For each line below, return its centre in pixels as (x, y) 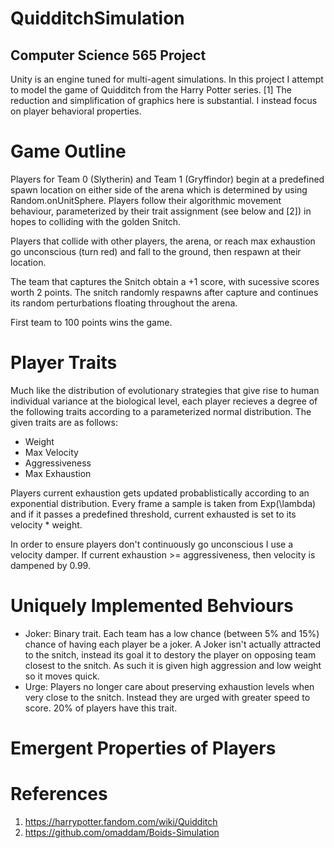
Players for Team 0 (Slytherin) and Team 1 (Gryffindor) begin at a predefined (167, 179)
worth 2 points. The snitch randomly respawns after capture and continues (164, 292)
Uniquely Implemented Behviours (152, 606)
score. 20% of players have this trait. (101, 708)
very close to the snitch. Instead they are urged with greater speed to (167, 697)
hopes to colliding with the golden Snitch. (96, 221)
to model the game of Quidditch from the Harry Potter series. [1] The (151, 90)
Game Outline (68, 151)
